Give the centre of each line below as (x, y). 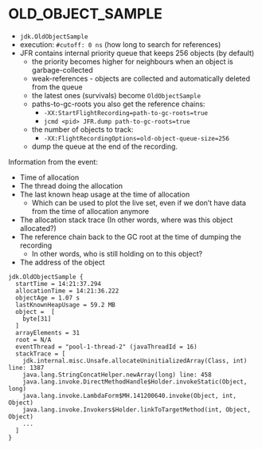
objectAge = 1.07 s (48, 298)
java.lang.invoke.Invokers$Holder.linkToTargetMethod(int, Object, (137, 409)
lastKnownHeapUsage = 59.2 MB (65, 304)
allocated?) (38, 228)
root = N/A (33, 340)
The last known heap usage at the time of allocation (105, 194)
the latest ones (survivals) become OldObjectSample (116, 95)
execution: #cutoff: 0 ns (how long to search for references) (120, 44)
